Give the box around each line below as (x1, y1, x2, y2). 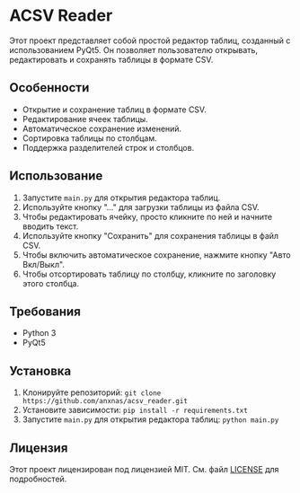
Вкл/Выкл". (22, 259, 66, 269)
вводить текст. (22, 221, 79, 232)
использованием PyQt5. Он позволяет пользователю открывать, (9, 44, 259, 55)
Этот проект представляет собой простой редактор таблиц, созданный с (9, 35, 291, 46)
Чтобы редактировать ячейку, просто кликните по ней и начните (22, 211, 272, 222)
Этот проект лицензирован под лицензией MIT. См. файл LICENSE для (9, 464, 279, 474)
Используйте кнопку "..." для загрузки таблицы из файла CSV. (22, 201, 260, 212)
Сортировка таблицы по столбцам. (22, 132, 157, 144)
